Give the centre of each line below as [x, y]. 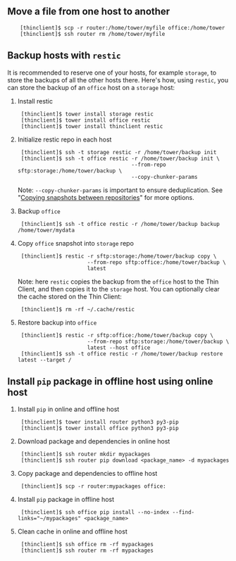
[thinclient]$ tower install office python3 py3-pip [100, 429]
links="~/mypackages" [49, 519]
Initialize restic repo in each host [64, 139]
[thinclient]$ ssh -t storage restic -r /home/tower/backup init [119, 152]
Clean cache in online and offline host [73, 531]
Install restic [35, 101]
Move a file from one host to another [89, 12]
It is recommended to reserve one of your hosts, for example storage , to [112, 73]
